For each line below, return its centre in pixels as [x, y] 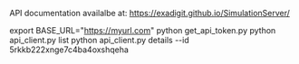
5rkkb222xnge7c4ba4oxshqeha [69, 50]
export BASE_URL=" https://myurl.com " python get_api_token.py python [143, 30]
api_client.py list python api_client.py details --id [99, 40]
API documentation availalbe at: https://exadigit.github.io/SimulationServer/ [149, 13]
